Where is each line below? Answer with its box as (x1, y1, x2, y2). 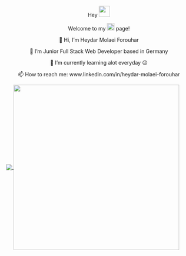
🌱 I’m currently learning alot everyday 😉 (49, 59, 148, 66)
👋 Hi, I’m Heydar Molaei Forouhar (58, 36, 139, 43)
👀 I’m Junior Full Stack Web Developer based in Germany (29, 48, 168, 55)
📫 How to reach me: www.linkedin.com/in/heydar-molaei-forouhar (18, 71, 180, 78)
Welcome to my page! (68, 25, 130, 32)
